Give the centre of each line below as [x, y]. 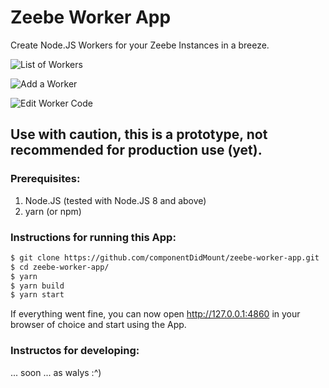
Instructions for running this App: [93, 237]
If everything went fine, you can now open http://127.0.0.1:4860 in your [155, 314]
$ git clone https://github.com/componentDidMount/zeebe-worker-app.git [165, 257]
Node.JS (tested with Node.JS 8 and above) [115, 200]
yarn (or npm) [53, 211]
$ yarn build [37, 286]
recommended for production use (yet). [136, 150]
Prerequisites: [45, 179]
